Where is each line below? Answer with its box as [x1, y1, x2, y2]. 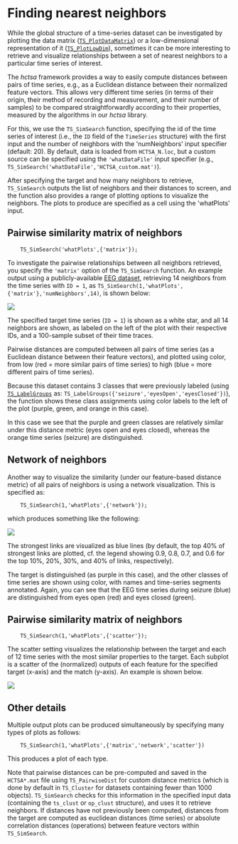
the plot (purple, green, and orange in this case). [7, 404, 149, 413]
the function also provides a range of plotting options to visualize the [7, 191, 209, 200]
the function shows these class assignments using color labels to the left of [7, 396, 228, 405]
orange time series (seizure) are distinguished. [7, 433, 144, 441]
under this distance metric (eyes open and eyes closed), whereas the [7, 426, 210, 434]
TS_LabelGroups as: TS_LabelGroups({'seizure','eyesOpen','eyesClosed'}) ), [7, 388, 231, 397]
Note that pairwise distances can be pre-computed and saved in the [7, 768, 207, 777]
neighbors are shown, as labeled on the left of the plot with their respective [7, 323, 227, 332]
